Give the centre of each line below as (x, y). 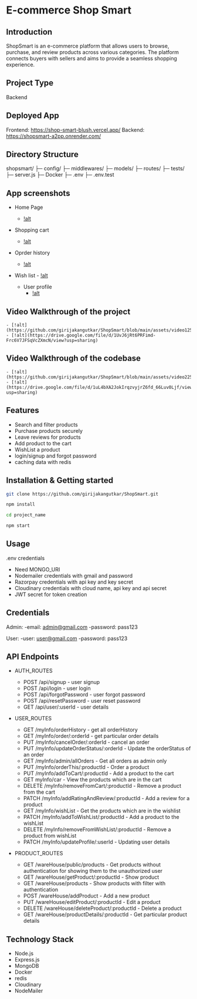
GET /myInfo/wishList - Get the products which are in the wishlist (102, 811)
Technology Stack (40, 939)
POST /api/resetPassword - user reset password (82, 701)
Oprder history (32, 253)
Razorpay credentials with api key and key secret (74, 582)
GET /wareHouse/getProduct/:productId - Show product (91, 877)
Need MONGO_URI (37, 569)
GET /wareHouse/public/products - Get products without (92, 865)
